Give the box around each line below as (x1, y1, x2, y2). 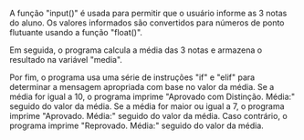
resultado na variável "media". (9, 55, 123, 65)
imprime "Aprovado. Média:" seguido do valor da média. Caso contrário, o (9, 111, 288, 121)
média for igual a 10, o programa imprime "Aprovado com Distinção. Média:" (9, 91, 296, 102)
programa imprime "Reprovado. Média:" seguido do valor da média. (9, 120, 265, 131)
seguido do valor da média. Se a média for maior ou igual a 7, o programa (9, 101, 285, 112)
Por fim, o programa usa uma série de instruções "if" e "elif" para (9, 72, 256, 83)
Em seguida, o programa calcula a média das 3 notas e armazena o (9, 45, 263, 55)
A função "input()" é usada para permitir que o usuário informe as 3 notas (9, 8, 288, 18)
